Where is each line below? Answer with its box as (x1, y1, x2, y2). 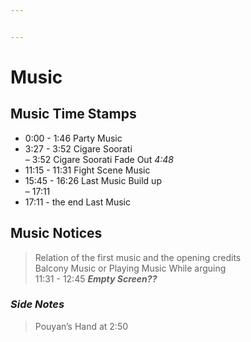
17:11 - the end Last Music (24, 196, 131, 208)
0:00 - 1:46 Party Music (24, 132, 123, 144)
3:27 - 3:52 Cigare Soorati (24, 142, 133, 155)
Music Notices (10, 225, 103, 242)
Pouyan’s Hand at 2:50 (34, 320, 129, 332)
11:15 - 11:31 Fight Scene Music (24, 164, 151, 176)
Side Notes (10, 297, 65, 311)
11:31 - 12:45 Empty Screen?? (34, 272, 158, 285)
